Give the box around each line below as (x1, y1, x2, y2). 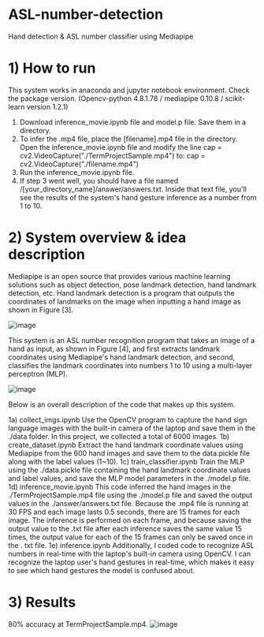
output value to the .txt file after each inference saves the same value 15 (8, 523, 242, 533)
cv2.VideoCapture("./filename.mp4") (19, 159, 139, 169)
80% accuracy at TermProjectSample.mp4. (8, 619, 148, 628)
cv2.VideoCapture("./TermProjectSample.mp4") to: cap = (19, 151, 206, 160)
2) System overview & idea (8, 229, 187, 247)
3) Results (8, 594, 76, 611)
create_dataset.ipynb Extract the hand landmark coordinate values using (8, 440, 244, 449)
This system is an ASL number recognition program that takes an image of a (8, 335, 255, 345)
